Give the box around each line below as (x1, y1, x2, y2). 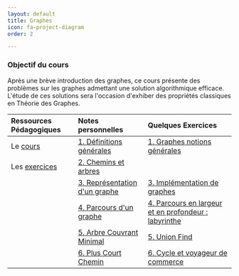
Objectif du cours (7, 60, 69, 70)
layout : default (7, 10, 55, 18)
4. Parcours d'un (78, 202, 134, 212)
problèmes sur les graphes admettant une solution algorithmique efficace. (7, 83, 225, 92)
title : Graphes (7, 17, 53, 24)
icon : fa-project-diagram (7, 23, 84, 31)
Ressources (11, 115, 52, 125)
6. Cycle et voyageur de (147, 248, 228, 258)
